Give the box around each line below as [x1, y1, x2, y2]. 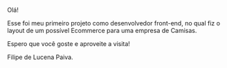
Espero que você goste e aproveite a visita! [7, 40, 130, 47]
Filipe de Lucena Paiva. [7, 53, 74, 61]
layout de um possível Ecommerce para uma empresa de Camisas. [7, 27, 197, 34]
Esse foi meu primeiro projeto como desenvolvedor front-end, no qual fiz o [7, 19, 220, 27]
